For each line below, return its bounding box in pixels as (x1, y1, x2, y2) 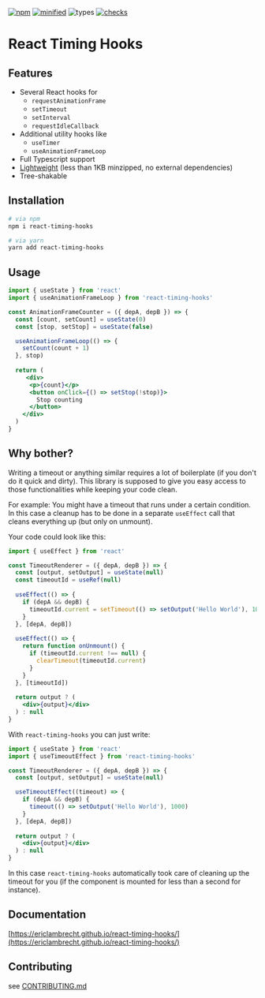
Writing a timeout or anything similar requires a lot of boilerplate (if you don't (8, 468, 256, 477)
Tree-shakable (19, 171, 68, 181)
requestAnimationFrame (31, 97, 106, 105)
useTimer (31, 139, 61, 147)
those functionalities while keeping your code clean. (8, 484, 177, 494)
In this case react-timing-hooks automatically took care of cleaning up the (8, 869, 250, 878)
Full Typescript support (19, 155, 95, 163)
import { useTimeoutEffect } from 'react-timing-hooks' (8, 752, 196, 761)
